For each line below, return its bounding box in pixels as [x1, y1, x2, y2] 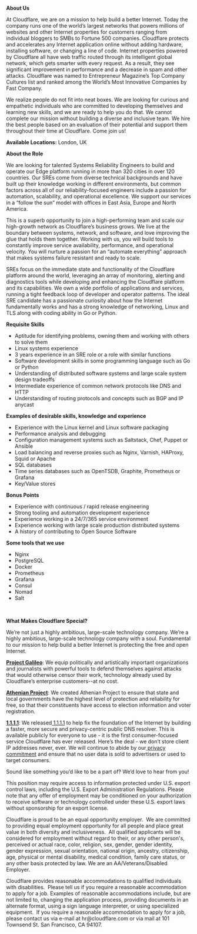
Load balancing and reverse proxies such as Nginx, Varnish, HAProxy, [14, 449, 184, 456]
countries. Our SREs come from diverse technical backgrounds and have [6, 174, 182, 181]
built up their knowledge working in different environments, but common [6, 181, 181, 187]
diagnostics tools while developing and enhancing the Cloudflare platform [6, 278, 185, 285]
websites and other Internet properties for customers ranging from [6, 28, 168, 35]
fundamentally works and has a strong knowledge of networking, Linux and [6, 303, 189, 310]
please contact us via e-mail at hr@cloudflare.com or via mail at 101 [6, 915, 169, 922]
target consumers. [6, 757, 51, 763]
